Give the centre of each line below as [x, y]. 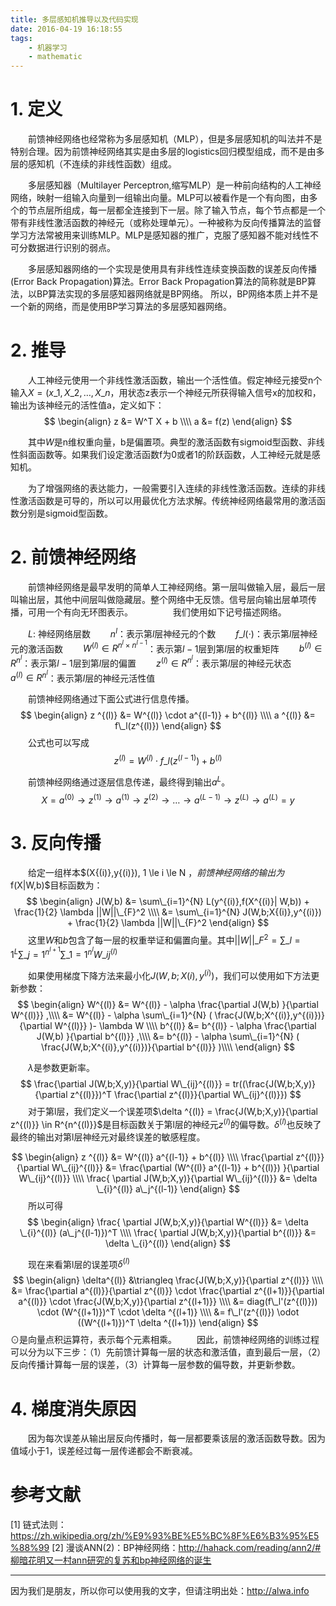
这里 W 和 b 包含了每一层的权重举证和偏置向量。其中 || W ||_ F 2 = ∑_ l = [164, 939]
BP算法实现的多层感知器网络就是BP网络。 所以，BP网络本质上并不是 [177, 294]
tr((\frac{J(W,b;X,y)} [274, 1084]
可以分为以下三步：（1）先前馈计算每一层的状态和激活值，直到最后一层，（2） [166, 1352]
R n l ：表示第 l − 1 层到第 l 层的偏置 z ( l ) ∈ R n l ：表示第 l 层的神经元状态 [151, 661]
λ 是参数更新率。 [61, 1067]
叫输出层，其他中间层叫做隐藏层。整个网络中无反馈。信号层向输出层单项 [159, 599]
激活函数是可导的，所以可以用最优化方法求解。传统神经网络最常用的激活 [167, 500]
